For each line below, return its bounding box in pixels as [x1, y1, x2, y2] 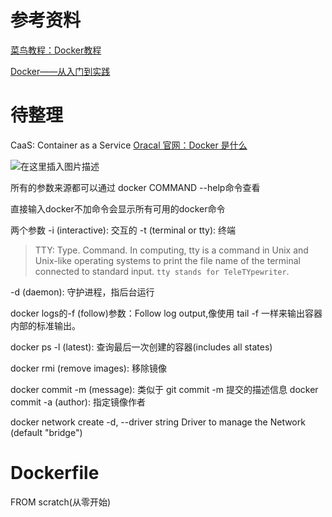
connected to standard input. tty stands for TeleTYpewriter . [34, 265, 290, 277]
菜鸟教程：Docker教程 [10, 44, 102, 56]
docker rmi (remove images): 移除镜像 [10, 362, 167, 374]
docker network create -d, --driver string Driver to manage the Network [10, 416, 306, 428]
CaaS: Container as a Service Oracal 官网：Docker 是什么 [10, 139, 248, 151]
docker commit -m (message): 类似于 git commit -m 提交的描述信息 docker [10, 383, 319, 395]
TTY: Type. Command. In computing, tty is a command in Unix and [34, 244, 309, 256]
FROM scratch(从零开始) [10, 496, 112, 508]
